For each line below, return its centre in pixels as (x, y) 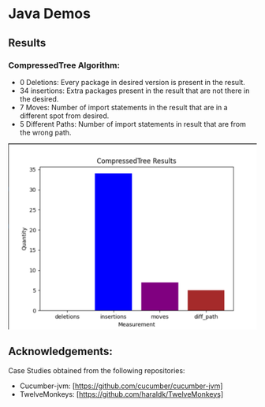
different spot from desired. (64, 116)
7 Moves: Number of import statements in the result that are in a (123, 107)
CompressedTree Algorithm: (64, 65)
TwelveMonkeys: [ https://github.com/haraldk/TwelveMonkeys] (121, 394)
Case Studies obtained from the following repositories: (97, 370)
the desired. (39, 98)
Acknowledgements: (60, 351)
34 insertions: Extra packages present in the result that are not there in (134, 91)
